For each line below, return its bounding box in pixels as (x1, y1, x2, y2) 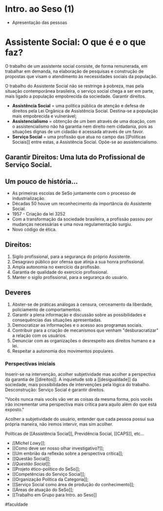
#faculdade (5, 501, 28, 507)
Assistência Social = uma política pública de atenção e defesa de (12, 102, 145, 108)
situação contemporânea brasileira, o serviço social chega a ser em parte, (5, 88, 155, 94)
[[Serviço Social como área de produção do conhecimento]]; (12, 482, 135, 487)
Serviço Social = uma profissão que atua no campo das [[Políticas (12, 134, 146, 139)
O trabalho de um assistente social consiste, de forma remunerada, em (5, 63, 148, 69)
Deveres (5, 289, 31, 297)
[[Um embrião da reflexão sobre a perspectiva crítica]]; (12, 451, 123, 456)
